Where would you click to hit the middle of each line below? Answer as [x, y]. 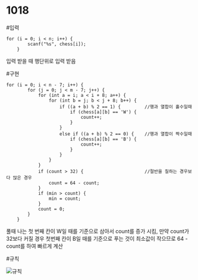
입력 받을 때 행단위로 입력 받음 [41, 61]
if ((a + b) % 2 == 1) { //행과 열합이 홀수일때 [125, 107]
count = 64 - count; [74, 183]
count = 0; [51, 209]
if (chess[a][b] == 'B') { [103, 139]
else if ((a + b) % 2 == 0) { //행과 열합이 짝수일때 [125, 134]
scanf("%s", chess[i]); [57, 44]
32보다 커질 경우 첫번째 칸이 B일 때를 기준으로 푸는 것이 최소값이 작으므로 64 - [97, 238]
